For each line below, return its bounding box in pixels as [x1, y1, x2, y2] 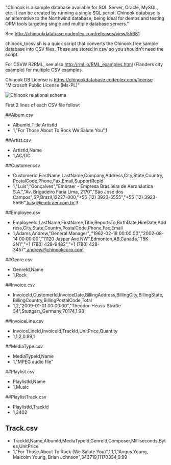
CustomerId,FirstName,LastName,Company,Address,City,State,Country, [12, 173, 164, 178]
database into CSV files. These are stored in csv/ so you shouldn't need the [5, 46, 164, 52]
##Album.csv [5, 112, 34, 118]
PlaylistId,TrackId [12, 404, 49, 410]
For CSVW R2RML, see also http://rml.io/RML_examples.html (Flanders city [5, 61, 163, 67]
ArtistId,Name [12, 147, 42, 153]
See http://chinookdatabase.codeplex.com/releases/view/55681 [5, 31, 140, 36]
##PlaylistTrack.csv [5, 394, 47, 400]
